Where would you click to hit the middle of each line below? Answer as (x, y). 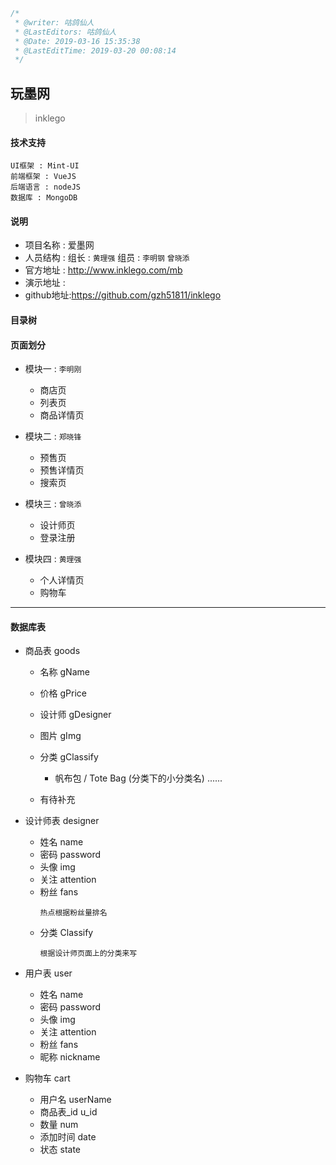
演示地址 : (45, 283)
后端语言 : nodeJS (45, 187)
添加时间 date (68, 1137)
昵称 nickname (70, 1057)
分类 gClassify (69, 757)
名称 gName (64, 672)
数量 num (59, 1125)
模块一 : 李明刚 (53, 369)
